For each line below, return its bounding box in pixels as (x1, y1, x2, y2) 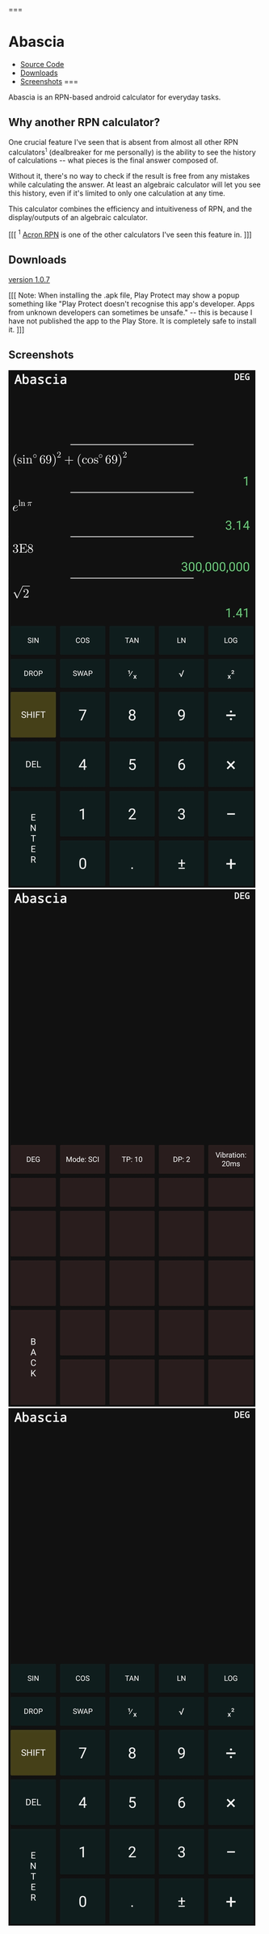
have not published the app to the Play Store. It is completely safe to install (8, 316, 257, 326)
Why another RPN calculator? (8, 116, 160, 129)
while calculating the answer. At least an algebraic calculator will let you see (8, 179, 261, 190)
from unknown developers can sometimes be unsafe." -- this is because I (8, 307, 253, 317)
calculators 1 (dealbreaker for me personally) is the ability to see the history (8, 146, 256, 157)
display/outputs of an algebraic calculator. (8, 213, 148, 222)
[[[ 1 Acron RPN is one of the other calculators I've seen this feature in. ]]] (8, 228, 252, 239)
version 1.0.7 (8, 274, 51, 284)
